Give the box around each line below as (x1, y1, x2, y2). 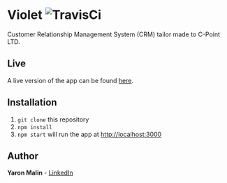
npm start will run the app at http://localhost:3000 (17, 130, 162, 138)
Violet (7, 7, 43, 23)
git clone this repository (17, 115, 89, 124)
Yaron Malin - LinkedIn (7, 168, 73, 177)
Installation (7, 96, 57, 108)
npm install (17, 124, 52, 131)
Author (7, 150, 38, 162)
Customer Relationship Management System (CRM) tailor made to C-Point (7, 30, 221, 38)
